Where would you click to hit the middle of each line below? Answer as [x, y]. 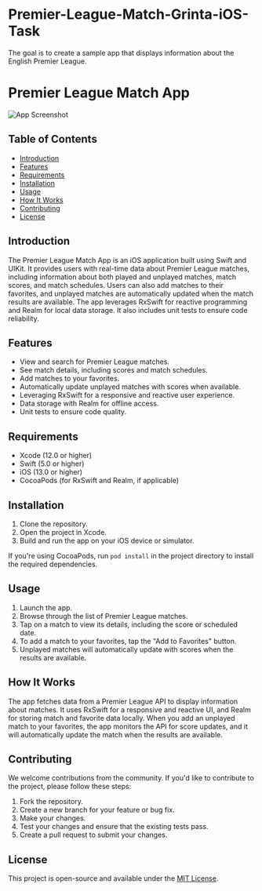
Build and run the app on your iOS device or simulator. [107, 540]
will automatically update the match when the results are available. [116, 734]
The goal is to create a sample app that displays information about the [121, 53]
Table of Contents [53, 139]
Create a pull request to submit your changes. [93, 835]
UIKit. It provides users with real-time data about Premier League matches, [129, 268]
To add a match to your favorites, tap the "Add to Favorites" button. [128, 641]
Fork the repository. [51, 802]
